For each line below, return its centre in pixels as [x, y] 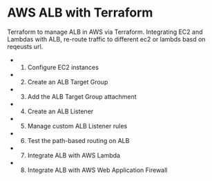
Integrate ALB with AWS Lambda [74, 155]
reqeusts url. [25, 46]
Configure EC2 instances [63, 67]
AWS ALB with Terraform [80, 13]
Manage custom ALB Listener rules [77, 126]
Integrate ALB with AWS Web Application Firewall [97, 170]
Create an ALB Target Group [68, 82]
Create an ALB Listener [60, 111]
